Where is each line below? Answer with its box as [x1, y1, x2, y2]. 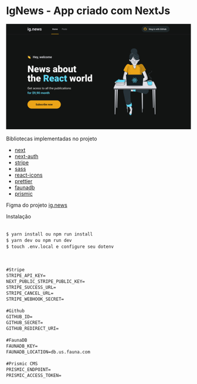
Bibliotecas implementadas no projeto [6, 135, 97, 142]
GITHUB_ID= [6, 314, 33, 320]
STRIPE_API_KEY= [6, 273, 46, 279]
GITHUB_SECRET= [6, 320, 43, 326]
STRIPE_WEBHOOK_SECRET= [6, 297, 64, 302]
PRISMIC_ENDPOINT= [6, 367, 51, 373]
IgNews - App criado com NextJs [6, 4, 171, 18]
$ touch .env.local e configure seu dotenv [6, 244, 114, 250]
